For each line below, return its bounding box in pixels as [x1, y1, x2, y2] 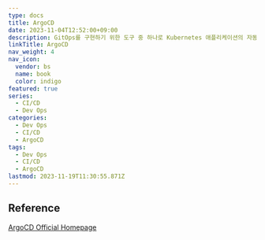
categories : [8, 114, 47, 122]
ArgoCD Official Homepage [8, 222, 97, 232]
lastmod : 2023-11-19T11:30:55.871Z [8, 172, 125, 181]
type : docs [8, 11, 44, 20]
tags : [8, 143, 26, 151]
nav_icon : [8, 56, 41, 64]
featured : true [8, 84, 58, 93]
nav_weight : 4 [8, 48, 55, 56]
